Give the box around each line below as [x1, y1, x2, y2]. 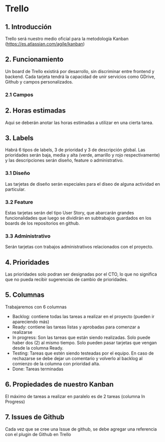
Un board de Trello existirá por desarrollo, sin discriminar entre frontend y [5, 68, 155, 74]
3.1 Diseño [5, 170, 31, 177]
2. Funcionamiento [5, 55, 64, 64]
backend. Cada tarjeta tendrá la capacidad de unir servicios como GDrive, [5, 74, 156, 80]
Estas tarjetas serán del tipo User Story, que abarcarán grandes [5, 209, 134, 215]
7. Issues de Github [5, 413, 65, 421]
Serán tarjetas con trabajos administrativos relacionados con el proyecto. [5, 244, 154, 250]
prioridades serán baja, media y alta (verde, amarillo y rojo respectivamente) [5, 152, 160, 158]
